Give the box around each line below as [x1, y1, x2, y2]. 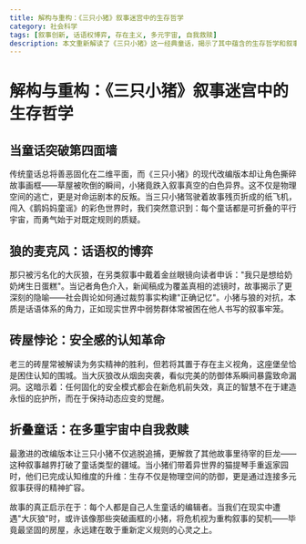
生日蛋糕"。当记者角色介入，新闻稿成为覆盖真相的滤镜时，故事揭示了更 [25, 281, 293, 292]
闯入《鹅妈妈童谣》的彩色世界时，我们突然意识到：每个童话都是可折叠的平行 [9, 202, 297, 214]
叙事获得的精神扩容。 [9, 482, 89, 493]
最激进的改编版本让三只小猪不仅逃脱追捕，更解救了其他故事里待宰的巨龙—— [9, 447, 297, 458]
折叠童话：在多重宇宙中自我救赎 [9, 422, 189, 437]
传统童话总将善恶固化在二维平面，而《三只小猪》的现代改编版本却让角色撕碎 [9, 169, 297, 180]
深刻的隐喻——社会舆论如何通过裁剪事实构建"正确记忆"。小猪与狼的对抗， [9, 293, 289, 303]
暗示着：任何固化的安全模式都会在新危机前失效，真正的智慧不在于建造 [33, 381, 297, 392]
